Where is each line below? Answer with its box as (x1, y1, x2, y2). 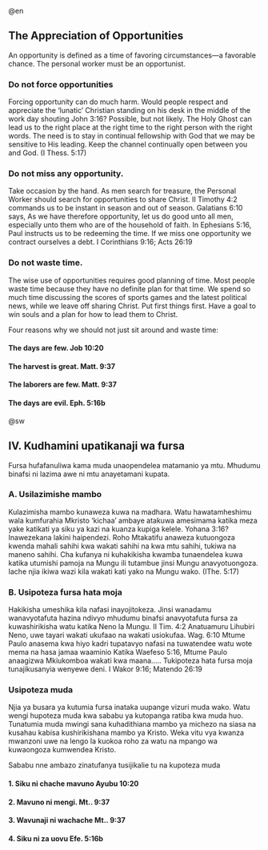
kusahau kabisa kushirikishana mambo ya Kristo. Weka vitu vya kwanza (8, 728, 245, 738)
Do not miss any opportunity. (8, 168, 124, 179)
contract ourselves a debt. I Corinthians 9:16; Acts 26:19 (8, 237, 193, 247)
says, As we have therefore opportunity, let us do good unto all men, (8, 211, 234, 222)
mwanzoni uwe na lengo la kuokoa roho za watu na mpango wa (8, 736, 218, 746)
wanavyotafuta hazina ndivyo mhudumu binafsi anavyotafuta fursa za (8, 613, 238, 623)
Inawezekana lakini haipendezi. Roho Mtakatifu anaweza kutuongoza (8, 532, 236, 542)
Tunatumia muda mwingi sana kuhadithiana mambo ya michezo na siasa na (8, 720, 257, 729)
